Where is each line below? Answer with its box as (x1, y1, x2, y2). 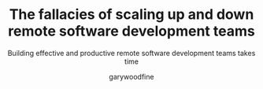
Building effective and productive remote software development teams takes (7, 48, 256, 57)
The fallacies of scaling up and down (9, 6, 254, 24)
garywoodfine (109, 72, 154, 81)
